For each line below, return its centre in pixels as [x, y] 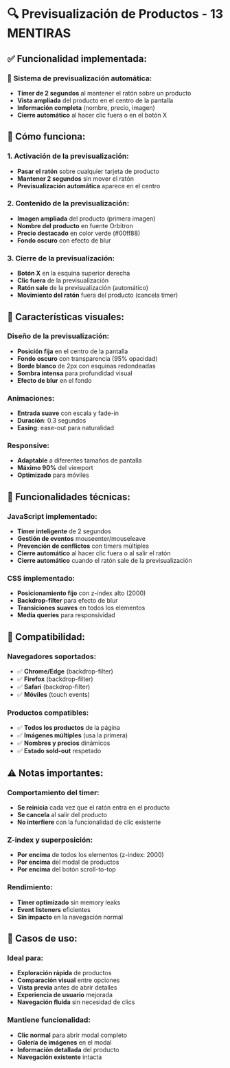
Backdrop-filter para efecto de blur [67, 601]
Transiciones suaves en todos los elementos [81, 608]
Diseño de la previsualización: [58, 336]
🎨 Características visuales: [66, 316]
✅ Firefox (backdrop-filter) [55, 679]
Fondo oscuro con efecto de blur [64, 240]
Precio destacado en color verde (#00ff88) [79, 233]
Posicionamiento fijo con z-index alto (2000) [81, 593]
